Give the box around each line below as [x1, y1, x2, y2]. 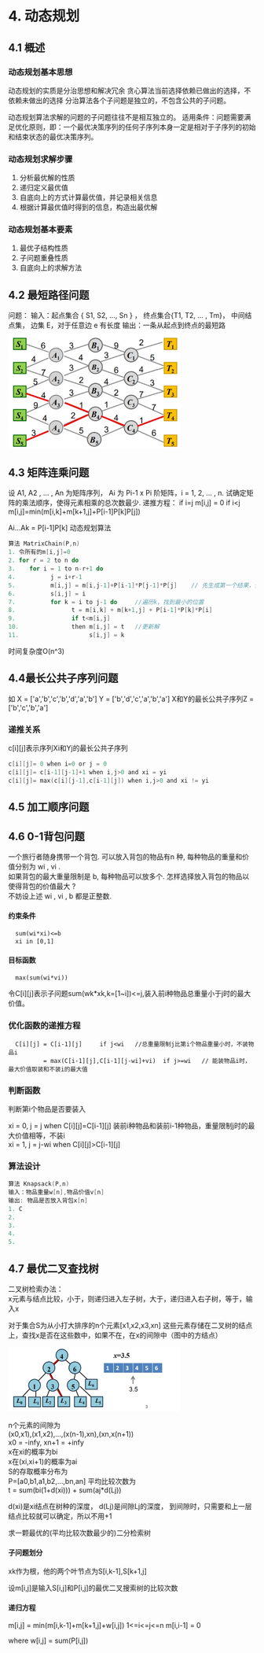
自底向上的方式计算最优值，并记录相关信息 [19, 193, 158, 202]
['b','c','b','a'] [8, 703, 49, 712]
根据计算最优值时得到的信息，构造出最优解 [19, 202, 158, 212]
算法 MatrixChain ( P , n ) [8, 540, 80, 548]
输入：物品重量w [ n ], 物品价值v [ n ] [8, 1189, 104, 1197]
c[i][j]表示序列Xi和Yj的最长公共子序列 [8, 743, 128, 753]
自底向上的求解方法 [19, 263, 82, 272]
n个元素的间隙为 [8, 1420, 61, 1430]
